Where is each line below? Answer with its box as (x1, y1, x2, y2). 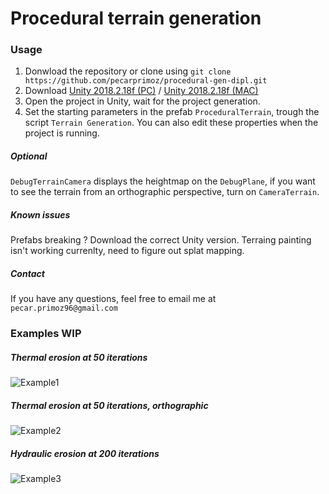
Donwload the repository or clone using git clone (24, 65, 232, 77)
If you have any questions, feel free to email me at (10, 293, 217, 305)
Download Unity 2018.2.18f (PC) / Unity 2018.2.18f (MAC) (24, 85, 259, 97)
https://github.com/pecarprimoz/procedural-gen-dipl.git (24, 76, 268, 86)
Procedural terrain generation (10, 7, 262, 30)
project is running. (24, 127, 100, 139)
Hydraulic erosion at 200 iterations (10, 447, 160, 459)
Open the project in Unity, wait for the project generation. (24, 95, 261, 107)
